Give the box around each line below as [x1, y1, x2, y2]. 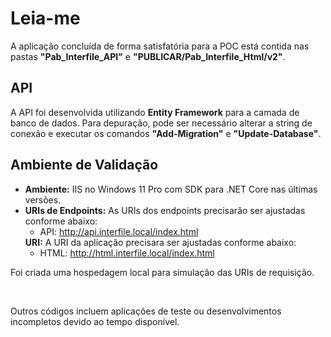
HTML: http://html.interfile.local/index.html [39, 247, 215, 259]
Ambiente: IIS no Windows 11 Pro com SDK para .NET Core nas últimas [24, 183, 318, 195]
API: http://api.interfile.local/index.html [39, 225, 199, 237]
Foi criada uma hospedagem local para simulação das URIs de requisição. [10, 266, 315, 278]
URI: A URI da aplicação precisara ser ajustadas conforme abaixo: [24, 236, 297, 248]
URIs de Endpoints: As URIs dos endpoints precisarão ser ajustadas [24, 204, 306, 216]
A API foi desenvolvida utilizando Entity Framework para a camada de [10, 106, 300, 118]
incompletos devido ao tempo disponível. [10, 315, 180, 327]
